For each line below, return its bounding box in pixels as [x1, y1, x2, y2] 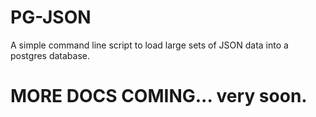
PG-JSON [10, 6, 92, 29]
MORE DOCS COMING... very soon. [10, 85, 308, 108]
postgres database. [10, 49, 91, 61]
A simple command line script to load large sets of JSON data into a [10, 39, 289, 51]
